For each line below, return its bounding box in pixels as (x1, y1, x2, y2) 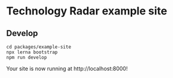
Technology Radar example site (6, 4, 168, 18)
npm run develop (6, 55, 47, 61)
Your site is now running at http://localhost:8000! (6, 65, 128, 72)
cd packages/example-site (6, 44, 71, 50)
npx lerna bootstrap (6, 49, 58, 55)
